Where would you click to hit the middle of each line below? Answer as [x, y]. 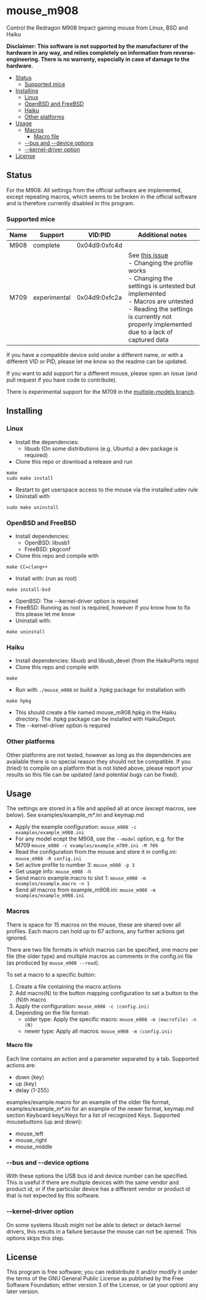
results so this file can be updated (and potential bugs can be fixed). [93, 774]
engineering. [23, 59]
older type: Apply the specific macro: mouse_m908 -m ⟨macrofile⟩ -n [110, 1019]
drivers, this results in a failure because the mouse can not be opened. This [102, 1231]
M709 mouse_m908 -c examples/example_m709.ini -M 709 [86, 845]
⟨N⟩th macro [31, 1000]
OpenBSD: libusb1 [47, 543]
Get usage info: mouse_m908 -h [53, 871]
